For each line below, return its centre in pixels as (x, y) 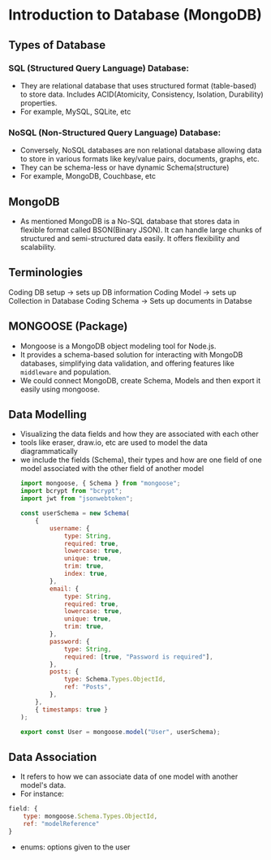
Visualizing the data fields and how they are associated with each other (140, 434)
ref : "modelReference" (61, 823)
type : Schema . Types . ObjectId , (115, 680)
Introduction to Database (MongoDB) (135, 15)
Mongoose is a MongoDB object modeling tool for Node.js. (118, 346)
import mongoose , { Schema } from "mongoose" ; (100, 484)
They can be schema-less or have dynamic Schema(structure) (125, 167)
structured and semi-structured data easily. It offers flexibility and (130, 238)
